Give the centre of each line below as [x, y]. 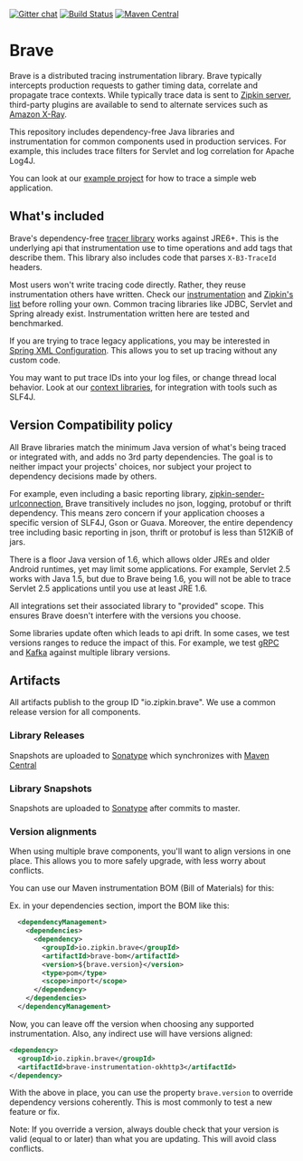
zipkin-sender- [237, 493]
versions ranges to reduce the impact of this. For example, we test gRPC [144, 643]
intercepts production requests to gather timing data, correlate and [133, 85]
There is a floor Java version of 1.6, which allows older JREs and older [140, 559]
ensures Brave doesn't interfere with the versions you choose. [125, 615]
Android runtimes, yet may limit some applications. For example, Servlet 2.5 [150, 569]
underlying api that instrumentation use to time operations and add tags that [151, 247]
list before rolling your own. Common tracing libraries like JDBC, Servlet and [151, 304]
